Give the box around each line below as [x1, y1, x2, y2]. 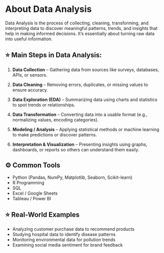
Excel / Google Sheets [12, 190, 58, 196]
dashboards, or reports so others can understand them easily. [12, 146, 139, 152]
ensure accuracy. [12, 87, 48, 93]
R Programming [12, 179, 45, 185]
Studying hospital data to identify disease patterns [12, 232, 116, 238]
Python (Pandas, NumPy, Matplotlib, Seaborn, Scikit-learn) [12, 174, 133, 180]
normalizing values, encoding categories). [12, 117, 99, 123]
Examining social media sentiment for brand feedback [12, 242, 123, 248]
